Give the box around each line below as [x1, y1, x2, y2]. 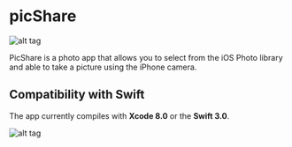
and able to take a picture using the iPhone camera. [9, 62, 197, 72]
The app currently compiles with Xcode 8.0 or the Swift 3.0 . [9, 110, 230, 121]
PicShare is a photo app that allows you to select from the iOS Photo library [9, 52, 283, 62]
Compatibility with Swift [9, 87, 145, 102]
